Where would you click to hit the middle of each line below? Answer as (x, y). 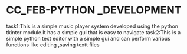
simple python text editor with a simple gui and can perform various (88, 38)
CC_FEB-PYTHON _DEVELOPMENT (94, 10)
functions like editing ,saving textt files (53, 45)
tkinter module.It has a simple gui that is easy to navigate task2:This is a (93, 32)
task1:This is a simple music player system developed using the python (92, 26)
